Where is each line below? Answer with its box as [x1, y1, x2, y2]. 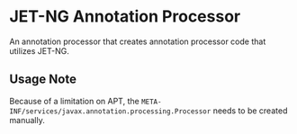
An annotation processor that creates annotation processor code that [9, 36, 266, 47]
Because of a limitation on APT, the [9, 95, 139, 106]
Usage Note [9, 72, 76, 87]
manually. [9, 114, 45, 125]
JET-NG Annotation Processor [9, 6, 241, 27]
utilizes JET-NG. [9, 45, 69, 56]
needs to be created [212, 105, 288, 116]
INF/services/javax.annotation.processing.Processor [9, 106, 211, 116]
